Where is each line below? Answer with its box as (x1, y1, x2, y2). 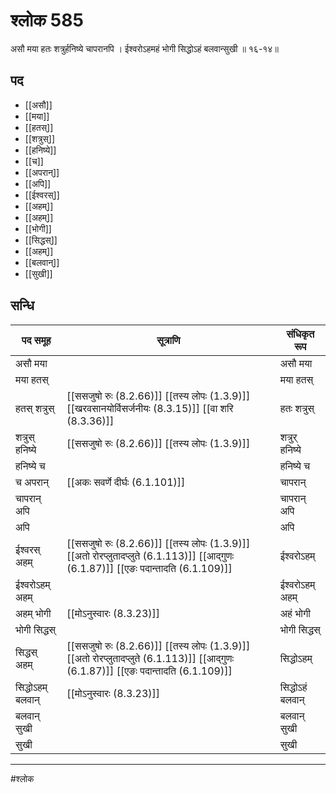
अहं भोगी (279, 606, 311, 620)
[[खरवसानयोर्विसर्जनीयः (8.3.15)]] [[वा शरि (66, 401, 234, 415)
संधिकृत (286, 327, 315, 341)
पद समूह (21, 333, 52, 347)
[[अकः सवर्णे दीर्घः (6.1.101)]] (66, 475, 186, 489)
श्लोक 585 (10, 9, 84, 32)
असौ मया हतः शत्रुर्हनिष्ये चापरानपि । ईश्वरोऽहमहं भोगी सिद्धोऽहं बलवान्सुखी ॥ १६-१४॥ (10, 42, 279, 54)
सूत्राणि (156, 333, 181, 347)
